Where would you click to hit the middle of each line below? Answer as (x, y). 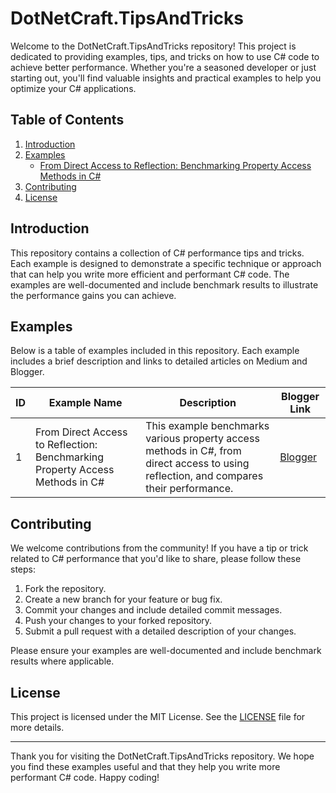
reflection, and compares (204, 476)
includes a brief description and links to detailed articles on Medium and (159, 361)
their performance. (189, 489)
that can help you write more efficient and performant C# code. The (150, 274)
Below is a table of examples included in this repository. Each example (155, 351)
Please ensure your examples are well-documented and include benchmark (166, 651)
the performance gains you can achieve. (93, 295)
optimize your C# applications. (73, 88)
